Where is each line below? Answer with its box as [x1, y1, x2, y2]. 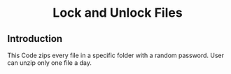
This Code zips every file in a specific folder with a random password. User [7, 51, 225, 59]
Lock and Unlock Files [52, 5, 183, 21]
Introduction [7, 33, 63, 45]
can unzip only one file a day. [7, 59, 92, 67]
